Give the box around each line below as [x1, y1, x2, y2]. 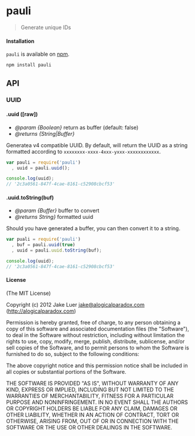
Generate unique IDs [20, 24, 71, 31]
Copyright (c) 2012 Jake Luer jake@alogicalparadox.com [6, 301, 145, 308]
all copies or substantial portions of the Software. [6, 368, 126, 375]
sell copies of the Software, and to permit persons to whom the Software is [6, 344, 190, 351]
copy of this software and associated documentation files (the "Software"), [6, 325, 190, 332]
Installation [6, 37, 34, 44]
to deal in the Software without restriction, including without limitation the [6, 331, 185, 339]
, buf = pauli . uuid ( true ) [11, 242, 76, 248]
